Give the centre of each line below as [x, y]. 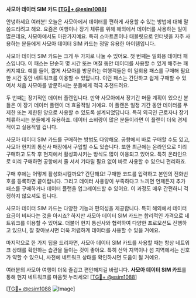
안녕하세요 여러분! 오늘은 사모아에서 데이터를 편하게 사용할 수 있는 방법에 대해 [94, 22]
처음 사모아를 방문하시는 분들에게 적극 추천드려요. [73, 85]
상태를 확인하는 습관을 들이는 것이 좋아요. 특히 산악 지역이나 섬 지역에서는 [96, 250]
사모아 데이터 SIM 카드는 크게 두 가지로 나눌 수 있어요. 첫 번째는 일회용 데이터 [94, 56]
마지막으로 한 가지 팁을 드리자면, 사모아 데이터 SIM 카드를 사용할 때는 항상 [90, 243]
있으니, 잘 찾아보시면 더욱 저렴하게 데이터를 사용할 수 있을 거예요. [86, 230]
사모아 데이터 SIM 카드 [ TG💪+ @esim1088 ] [56, 9]
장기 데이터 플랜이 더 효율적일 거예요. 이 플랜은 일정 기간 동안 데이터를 [103, 105]
